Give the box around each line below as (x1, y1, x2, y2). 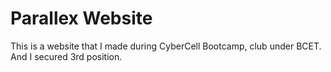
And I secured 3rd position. (10, 50, 123, 62)
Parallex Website (10, 7, 153, 30)
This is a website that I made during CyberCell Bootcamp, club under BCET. (10, 40, 322, 52)
